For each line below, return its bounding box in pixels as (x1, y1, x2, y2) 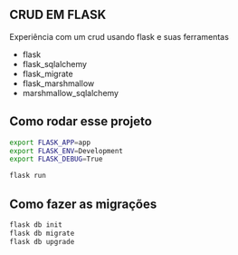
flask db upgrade (9, 237, 75, 246)
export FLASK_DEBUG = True (9, 154, 103, 164)
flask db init (9, 220, 63, 230)
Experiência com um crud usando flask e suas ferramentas (9, 31, 229, 42)
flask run (9, 172, 47, 181)
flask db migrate (9, 229, 75, 238)
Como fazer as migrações (9, 196, 157, 211)
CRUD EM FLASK (9, 7, 107, 23)
